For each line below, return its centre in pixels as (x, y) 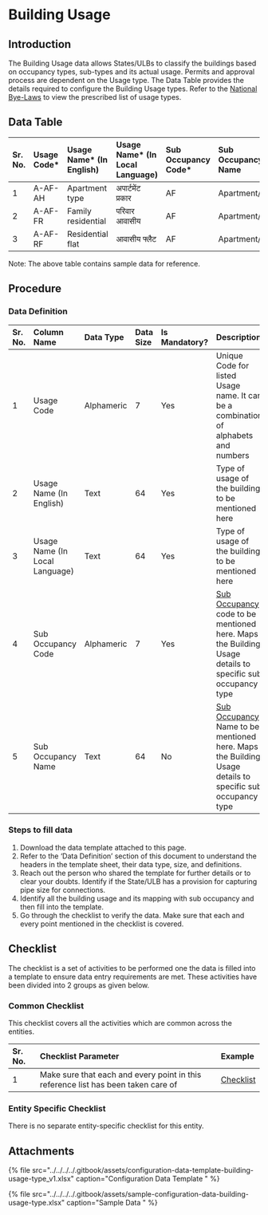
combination (239, 415)
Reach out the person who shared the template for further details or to (135, 873)
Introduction (40, 44)
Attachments (41, 1151)
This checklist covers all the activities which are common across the (120, 1023)
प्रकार (124, 198)
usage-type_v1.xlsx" (41, 1179)
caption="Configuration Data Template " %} (148, 1179)
